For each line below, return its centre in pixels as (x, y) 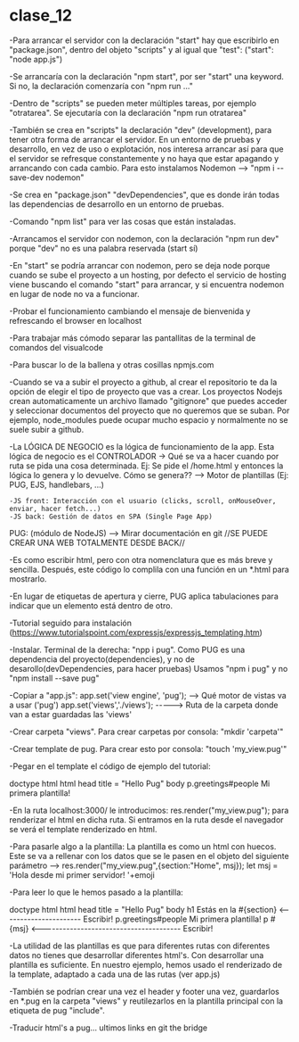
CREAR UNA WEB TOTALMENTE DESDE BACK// (97, 542)
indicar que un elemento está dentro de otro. (91, 605)
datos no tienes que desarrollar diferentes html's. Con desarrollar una (137, 955)
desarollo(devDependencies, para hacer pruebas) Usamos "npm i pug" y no (149, 668)
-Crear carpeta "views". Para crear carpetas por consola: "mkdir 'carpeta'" (146, 732)
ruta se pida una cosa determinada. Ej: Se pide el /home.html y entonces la (146, 466)
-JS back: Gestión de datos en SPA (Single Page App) (111, 517)
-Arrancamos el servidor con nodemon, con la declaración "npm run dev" (144, 238)
